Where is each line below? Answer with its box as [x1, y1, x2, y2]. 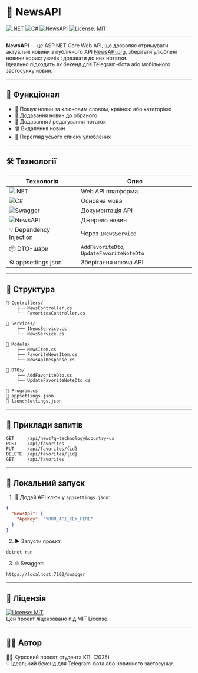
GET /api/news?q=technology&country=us [6, 436, 115, 442]
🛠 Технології [6, 157, 57, 167]
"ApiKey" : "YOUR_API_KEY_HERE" [16, 516, 94, 522]
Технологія [25, 177, 59, 185]
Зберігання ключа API [80, 258, 144, 266]
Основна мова [80, 196, 123, 205]
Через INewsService [80, 229, 137, 237]
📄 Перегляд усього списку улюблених [14, 133, 111, 140]
